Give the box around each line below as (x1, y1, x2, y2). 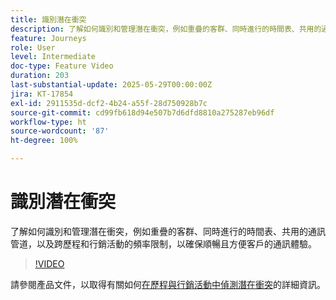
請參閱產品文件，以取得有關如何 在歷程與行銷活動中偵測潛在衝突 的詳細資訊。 (10, 278, 326, 290)
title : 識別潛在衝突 (10, 14, 87, 25)
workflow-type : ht (10, 117, 87, 127)
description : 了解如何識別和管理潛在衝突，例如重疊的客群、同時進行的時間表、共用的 (10, 24, 322, 34)
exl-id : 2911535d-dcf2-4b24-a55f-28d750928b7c (10, 98, 208, 108)
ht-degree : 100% (10, 136, 78, 146)
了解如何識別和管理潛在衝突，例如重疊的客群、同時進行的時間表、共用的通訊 (10, 225, 326, 237)
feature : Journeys (10, 33, 87, 43)
